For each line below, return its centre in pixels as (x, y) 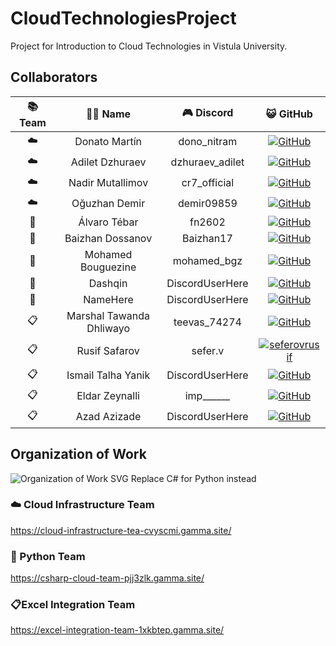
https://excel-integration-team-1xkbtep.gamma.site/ (117, 630)
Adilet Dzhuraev (108, 162)
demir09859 (207, 204)
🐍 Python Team (48, 556)
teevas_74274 (207, 322)
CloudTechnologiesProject (123, 18)
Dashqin (108, 283)
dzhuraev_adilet (207, 162)
